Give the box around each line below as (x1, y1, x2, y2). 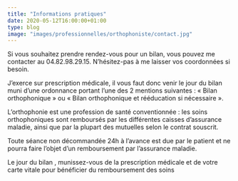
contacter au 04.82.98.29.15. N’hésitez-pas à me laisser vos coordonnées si (7, 58, 230, 66)
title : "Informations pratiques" (7, 10, 107, 18)
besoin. (7, 65, 30, 73)
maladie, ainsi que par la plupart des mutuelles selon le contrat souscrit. (7, 123, 219, 132)
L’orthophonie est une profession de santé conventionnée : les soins (7, 108, 208, 116)
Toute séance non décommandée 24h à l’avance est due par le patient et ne (7, 137, 231, 145)
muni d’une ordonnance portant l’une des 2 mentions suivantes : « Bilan (7, 86, 217, 95)
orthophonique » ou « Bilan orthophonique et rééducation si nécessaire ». (7, 94, 224, 103)
